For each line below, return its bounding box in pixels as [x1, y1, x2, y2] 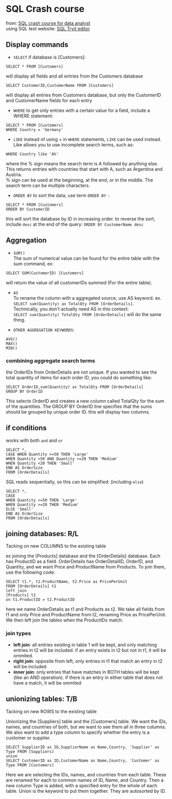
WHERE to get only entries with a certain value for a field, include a [13, 107, 150, 113]
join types [6, 630, 31, 637]
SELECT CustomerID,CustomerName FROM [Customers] [6, 83, 114, 88]
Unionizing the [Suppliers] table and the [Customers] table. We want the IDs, [6, 718, 167, 724]
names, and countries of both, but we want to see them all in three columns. [6, 724, 166, 730]
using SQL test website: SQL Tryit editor [6, 25, 90, 31]
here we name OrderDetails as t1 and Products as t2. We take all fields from [6, 606, 165, 612]
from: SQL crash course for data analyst [6, 20, 91, 26]
